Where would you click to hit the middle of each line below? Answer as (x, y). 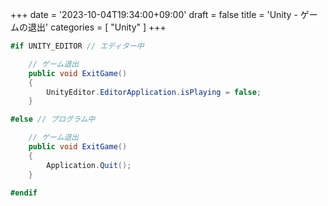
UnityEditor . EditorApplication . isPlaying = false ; (154, 92)
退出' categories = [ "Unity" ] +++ (97, 27)
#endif (24, 193)
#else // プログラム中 (53, 119)
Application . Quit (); (89, 165)
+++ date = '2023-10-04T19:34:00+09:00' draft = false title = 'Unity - (154, 14)
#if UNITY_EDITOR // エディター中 (77, 46)
